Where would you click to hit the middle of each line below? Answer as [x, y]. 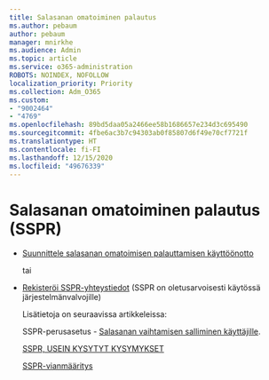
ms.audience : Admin [45, 51]
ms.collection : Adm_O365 [55, 91]
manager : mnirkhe [41, 42]
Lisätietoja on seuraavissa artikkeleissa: [94, 314]
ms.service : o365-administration [71, 67]
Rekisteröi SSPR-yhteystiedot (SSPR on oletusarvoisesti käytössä [141, 288]
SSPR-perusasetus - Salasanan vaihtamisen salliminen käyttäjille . [141, 332]
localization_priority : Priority [71, 83]
